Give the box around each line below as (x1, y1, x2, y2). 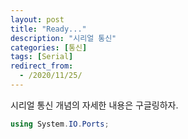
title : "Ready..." (10, 24, 87, 34)
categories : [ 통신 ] (10, 42, 88, 53)
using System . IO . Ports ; (10, 119, 110, 129)
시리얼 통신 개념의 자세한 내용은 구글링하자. (10, 99, 179, 111)
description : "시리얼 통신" (10, 33, 117, 43)
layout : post (10, 14, 65, 25)
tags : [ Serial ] (10, 52, 74, 62)
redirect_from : (10, 61, 74, 71)
